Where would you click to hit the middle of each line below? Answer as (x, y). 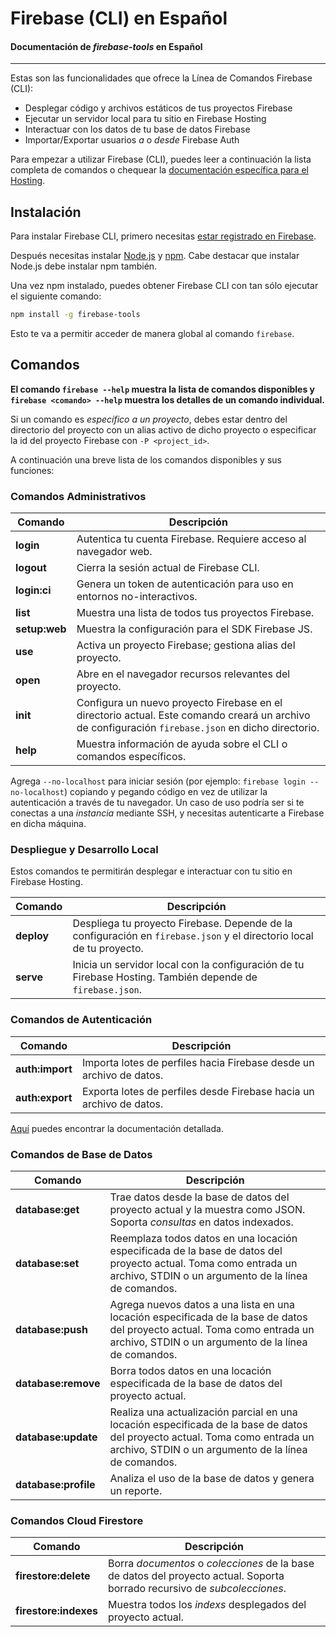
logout (31, 568)
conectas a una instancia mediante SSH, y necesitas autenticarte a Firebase (167, 813)
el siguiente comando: (56, 296)
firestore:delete (53, 1576)
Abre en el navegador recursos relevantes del (183, 674)
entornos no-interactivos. (137, 597)
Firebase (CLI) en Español (119, 18)
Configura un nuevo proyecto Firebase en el (179, 703)
